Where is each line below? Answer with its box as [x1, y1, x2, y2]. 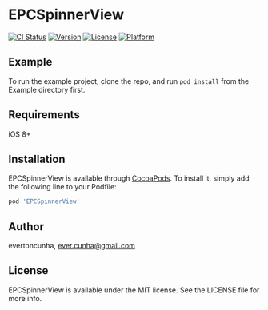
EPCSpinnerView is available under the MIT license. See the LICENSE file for [8, 285, 260, 295]
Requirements [8, 108, 80, 121]
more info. [8, 293, 42, 303]
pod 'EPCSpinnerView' [8, 197, 81, 205]
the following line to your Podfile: [8, 182, 118, 192]
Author [8, 220, 44, 233]
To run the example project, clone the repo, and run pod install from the [8, 76, 250, 85]
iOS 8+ [8, 129, 31, 139]
